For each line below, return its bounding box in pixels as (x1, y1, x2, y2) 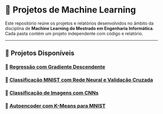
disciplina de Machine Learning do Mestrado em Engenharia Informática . (5, 25, 154, 31)
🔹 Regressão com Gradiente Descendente (5, 64, 105, 71)
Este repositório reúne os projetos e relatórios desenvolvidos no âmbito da (5, 20, 154, 26)
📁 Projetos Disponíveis (5, 49, 75, 57)
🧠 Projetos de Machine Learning (5, 4, 136, 15)
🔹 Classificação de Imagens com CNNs (5, 89, 98, 96)
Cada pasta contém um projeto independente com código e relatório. (5, 30, 143, 36)
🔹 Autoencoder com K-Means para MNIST (5, 102, 106, 109)
